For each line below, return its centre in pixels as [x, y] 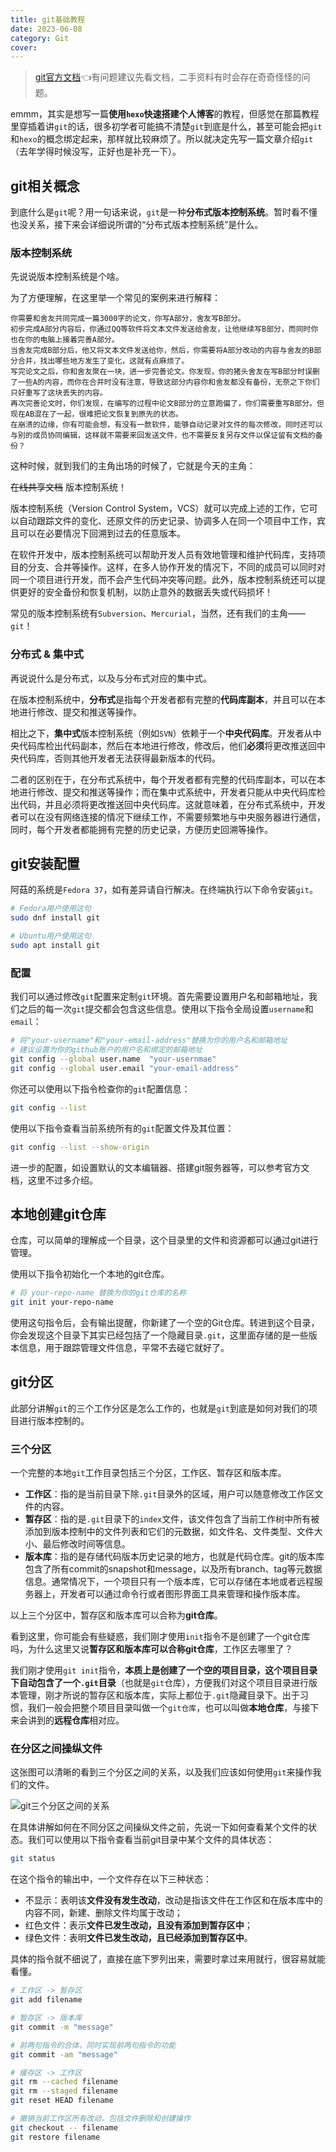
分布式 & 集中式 [47, 654]
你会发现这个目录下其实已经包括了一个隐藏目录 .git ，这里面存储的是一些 [159, 1335]
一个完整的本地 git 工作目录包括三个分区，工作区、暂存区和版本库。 [148, 1473]
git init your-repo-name [62, 1302]
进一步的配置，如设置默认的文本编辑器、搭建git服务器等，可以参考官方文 [160, 1167]
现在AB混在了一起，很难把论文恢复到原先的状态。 [96, 414]
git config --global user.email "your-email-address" [125, 1068]
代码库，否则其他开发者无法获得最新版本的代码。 [119, 758]
